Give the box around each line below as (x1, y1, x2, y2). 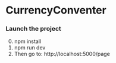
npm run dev (14, 44, 46, 51)
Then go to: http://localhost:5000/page (14, 51, 111, 58)
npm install (14, 38, 42, 45)
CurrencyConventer (5, 4, 106, 17)
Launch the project (5, 25, 62, 33)
